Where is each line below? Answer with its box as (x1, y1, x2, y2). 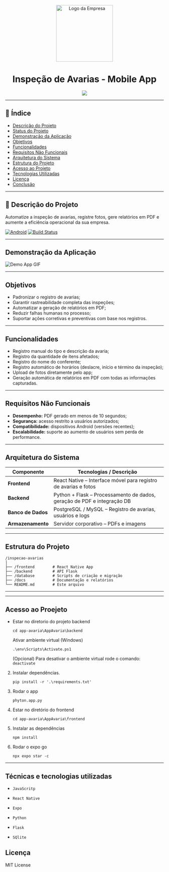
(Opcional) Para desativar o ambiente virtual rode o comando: (12, 656, 141, 662)
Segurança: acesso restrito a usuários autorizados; (12, 418, 120, 424)
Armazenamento (8, 520, 49, 527)
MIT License (5, 862, 31, 868)
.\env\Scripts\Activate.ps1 (12, 647, 71, 652)
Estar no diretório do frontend (12, 707, 74, 713)
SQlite (12, 835, 27, 840)
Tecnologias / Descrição (77, 468, 137, 475)
